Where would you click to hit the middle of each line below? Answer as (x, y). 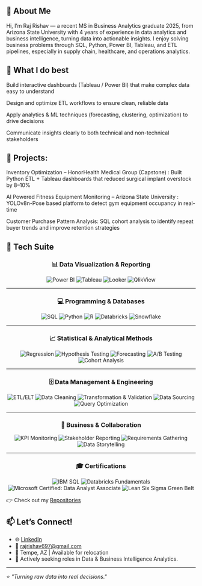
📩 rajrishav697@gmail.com (48, 546)
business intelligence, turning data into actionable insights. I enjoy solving (97, 38)
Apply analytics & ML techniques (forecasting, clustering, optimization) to (97, 115)
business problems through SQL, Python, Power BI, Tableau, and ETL (92, 45)
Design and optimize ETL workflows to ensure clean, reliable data (87, 102)
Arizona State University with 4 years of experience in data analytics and (96, 32)
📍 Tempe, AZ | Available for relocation (62, 553)
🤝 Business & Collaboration (101, 424)
